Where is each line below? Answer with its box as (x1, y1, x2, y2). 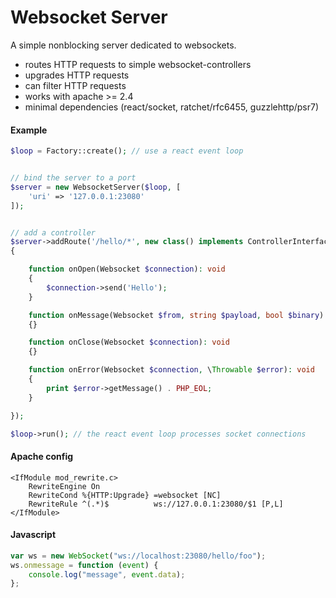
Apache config (10, 450, 74, 462)
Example (10, 124, 48, 136)
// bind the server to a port (10, 173, 137, 183)
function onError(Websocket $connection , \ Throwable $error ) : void (28, 365, 315, 375)
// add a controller (10, 227, 97, 238)
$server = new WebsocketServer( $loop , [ (10, 182, 182, 192)
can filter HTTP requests (24, 79, 127, 91)
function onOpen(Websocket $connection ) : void (28, 264, 226, 275)
